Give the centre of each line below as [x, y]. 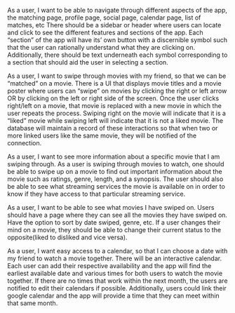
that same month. [33, 303]
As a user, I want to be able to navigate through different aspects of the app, [117, 10]
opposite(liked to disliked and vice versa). [67, 237]
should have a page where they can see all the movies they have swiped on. [117, 215]
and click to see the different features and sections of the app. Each [105, 32]
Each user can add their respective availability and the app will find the [109, 266]
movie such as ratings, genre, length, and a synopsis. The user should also [115, 179]
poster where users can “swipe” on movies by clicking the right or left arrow [117, 91]
